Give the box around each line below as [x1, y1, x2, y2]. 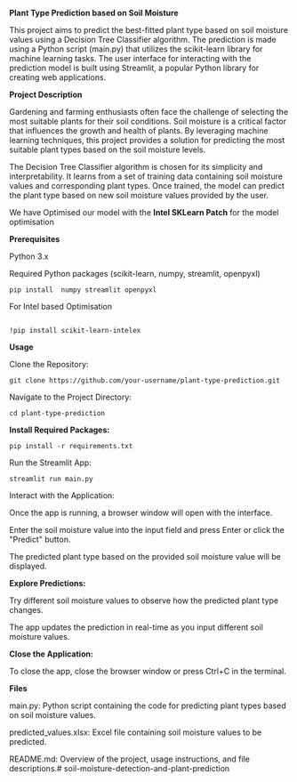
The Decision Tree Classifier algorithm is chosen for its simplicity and [9, 162, 263, 172]
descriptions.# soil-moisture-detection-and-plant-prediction [9, 763, 230, 773]
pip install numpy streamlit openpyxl [9, 286, 157, 294]
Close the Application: [9, 649, 93, 659]
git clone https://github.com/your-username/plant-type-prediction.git [9, 376, 280, 385]
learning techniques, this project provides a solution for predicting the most [9, 135, 285, 145]
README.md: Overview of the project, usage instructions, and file [9, 754, 251, 764]
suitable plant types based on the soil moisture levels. [9, 144, 206, 155]
